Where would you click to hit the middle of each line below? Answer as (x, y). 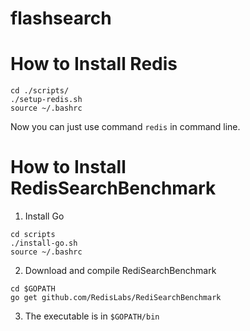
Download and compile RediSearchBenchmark (120, 271)
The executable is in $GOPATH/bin (92, 316)
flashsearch (61, 18)
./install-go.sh (44, 243)
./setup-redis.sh (46, 100)
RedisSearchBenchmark (113, 188)
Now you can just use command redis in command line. (125, 127)
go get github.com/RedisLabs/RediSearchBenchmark (116, 298)
